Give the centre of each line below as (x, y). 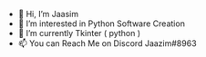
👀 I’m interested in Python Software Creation (101, 24)
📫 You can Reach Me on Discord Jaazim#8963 (108, 43)
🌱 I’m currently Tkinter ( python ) (79, 33)
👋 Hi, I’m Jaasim (48, 14)
